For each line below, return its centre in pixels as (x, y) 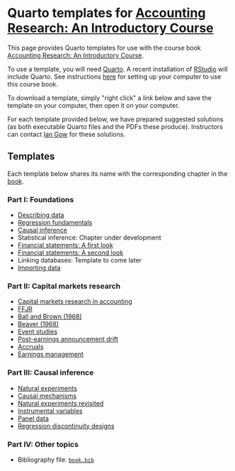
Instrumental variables (50, 411)
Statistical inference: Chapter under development (89, 238)
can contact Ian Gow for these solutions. (67, 134)
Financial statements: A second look (70, 253)
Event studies (38, 332)
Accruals (30, 347)
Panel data (33, 418)
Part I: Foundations (41, 199)
